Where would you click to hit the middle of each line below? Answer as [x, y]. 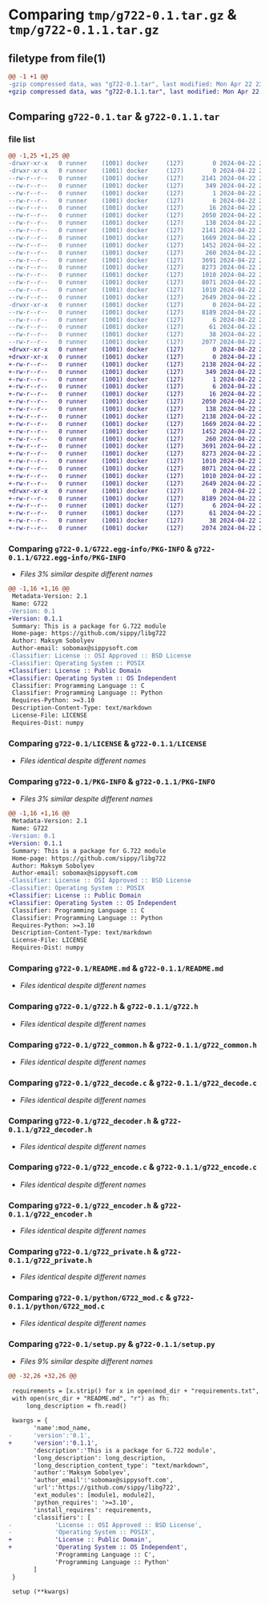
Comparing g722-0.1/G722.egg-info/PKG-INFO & [100, 549]
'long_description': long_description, [100, 1458]
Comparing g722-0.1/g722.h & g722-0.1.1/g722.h [103, 1007]
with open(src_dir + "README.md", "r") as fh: [91, 1398]
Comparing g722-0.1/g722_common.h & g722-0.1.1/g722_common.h [133, 1044]
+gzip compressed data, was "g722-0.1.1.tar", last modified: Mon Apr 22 [134, 91]
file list [22, 139]
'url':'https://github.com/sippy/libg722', [107, 1488]
